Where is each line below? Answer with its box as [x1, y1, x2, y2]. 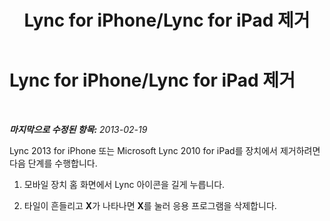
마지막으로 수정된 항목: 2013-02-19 [9, 123, 148, 135]
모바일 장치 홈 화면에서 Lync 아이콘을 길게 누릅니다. [23, 178, 226, 190]
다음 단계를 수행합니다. [9, 157, 98, 169]
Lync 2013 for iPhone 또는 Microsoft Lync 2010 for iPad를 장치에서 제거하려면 [9, 144, 321, 156]
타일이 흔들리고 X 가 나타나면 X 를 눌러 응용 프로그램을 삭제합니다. [23, 199, 277, 211]
